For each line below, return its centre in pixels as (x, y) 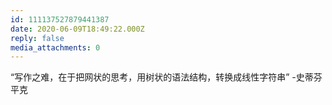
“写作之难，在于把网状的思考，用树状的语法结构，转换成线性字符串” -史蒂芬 (166, 77)
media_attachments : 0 (55, 47)
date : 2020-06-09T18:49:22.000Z (77, 29)
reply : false (37, 38)
